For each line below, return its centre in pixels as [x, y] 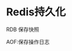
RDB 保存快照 [23, 29]
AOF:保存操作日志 [28, 42]
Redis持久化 [36, 12]
